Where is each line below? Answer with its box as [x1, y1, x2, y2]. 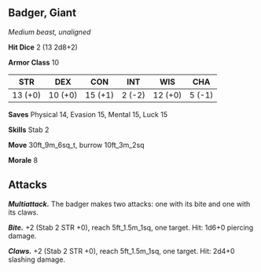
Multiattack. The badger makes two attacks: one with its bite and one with [8, 199, 251, 208]
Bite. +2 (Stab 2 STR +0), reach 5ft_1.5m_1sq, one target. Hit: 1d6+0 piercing [8, 222, 254, 232]
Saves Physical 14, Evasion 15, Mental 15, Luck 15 [8, 109, 167, 119]
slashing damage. [8, 255, 65, 264]
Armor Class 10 [8, 57, 60, 67]
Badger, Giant [8, 6, 77, 20]
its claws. [8, 208, 39, 217]
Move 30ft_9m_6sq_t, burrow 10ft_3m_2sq [8, 140, 145, 149]
